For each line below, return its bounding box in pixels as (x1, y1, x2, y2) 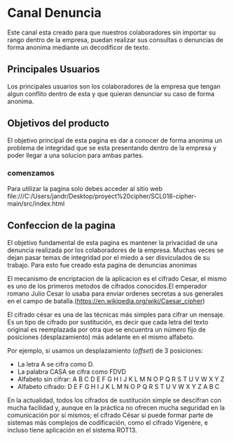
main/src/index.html (7, 199, 65, 208)
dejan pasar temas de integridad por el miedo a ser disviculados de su (7, 253, 210, 261)
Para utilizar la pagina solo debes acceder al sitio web (7, 184, 163, 192)
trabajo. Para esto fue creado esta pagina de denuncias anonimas (7, 261, 198, 269)
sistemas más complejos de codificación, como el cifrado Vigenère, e (7, 418, 208, 426)
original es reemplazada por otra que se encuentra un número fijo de (7, 325, 206, 334)
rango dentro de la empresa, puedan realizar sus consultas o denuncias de (7, 35, 223, 44)
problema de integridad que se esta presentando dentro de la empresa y (7, 143, 217, 152)
